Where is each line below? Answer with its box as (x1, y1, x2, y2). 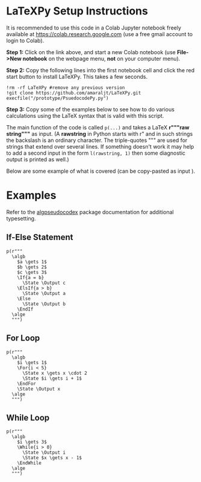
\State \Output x (17, 386, 61, 392)
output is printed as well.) (6, 155, 69, 163)
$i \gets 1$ (17, 359, 47, 365)
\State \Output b (22, 301, 66, 307)
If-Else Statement (6, 232, 73, 243)
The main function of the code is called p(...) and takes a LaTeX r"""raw (6, 123, 190, 131)
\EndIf (17, 306, 34, 312)
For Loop (6, 333, 40, 344)
